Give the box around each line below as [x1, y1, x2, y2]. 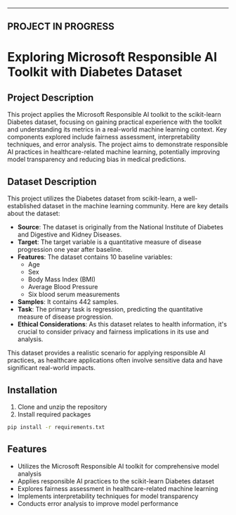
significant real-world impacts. [7, 364, 96, 372]
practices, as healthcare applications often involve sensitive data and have [7, 356, 223, 364]
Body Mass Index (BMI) [27, 275, 96, 284]
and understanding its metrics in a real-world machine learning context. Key [7, 125, 227, 134]
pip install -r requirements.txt [7, 424, 105, 431]
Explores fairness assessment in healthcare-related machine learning [17, 484, 218, 492]
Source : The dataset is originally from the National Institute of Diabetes [17, 223, 223, 231]
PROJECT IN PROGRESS [7, 20, 114, 32]
